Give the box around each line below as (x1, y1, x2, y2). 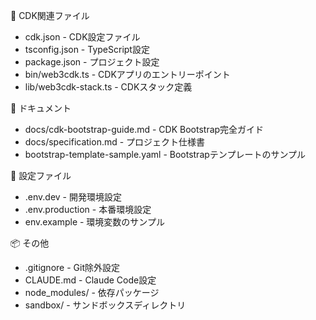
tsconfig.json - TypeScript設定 (24, 44, 150, 55)
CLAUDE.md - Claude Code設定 (24, 274, 157, 286)
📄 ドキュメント (10, 102, 72, 114)
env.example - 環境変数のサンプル (24, 216, 165, 228)
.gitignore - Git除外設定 (24, 262, 120, 273)
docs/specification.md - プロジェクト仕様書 (24, 136, 206, 148)
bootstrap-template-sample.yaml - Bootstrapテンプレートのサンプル (24, 149, 306, 160)
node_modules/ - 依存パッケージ (24, 287, 160, 298)
